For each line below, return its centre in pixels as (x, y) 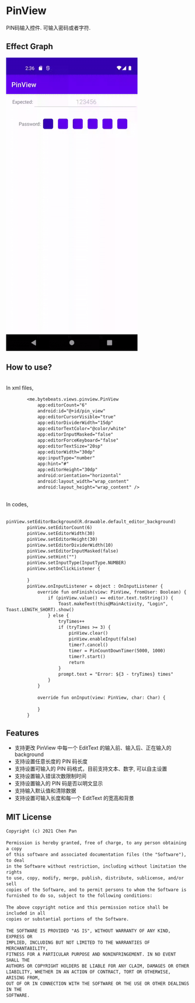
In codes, (17, 504)
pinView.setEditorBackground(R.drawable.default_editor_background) (91, 521)
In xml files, (20, 388)
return (76, 662)
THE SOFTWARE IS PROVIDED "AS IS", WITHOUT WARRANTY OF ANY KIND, (88, 931)
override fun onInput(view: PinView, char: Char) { (101, 697)
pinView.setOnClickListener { (64, 568)
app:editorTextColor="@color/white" (82, 428)
